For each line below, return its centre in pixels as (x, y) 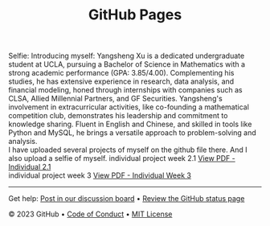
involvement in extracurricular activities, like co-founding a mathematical (129, 107)
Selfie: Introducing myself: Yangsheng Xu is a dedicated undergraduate (127, 56)
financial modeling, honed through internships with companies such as (125, 90)
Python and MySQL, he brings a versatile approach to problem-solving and (133, 133)
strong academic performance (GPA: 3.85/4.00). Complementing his (121, 73)
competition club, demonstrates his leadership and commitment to (118, 116)
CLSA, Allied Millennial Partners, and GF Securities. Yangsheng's (115, 99)
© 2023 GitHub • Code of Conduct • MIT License (90, 214)
